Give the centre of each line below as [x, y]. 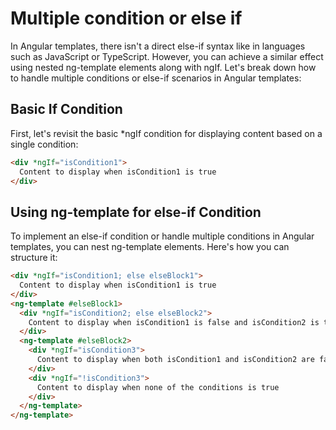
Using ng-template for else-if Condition [136, 212]
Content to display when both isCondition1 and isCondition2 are [175, 360]
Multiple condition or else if [126, 18]
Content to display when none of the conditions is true [158, 387]
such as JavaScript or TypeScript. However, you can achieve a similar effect [167, 56]
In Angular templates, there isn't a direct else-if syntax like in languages [158, 46]
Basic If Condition [66, 109]
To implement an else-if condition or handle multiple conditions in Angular [162, 236]
